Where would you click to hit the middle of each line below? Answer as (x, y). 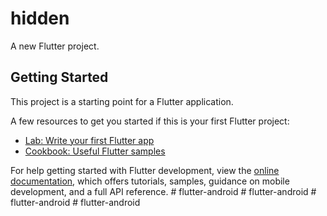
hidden (40, 18)
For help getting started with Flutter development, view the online (145, 170)
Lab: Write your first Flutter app (89, 140)
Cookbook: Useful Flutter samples (95, 151)
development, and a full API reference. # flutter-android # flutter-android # (163, 191)
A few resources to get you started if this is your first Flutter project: (150, 121)
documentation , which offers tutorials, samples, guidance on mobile (150, 181)
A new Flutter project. (55, 46)
